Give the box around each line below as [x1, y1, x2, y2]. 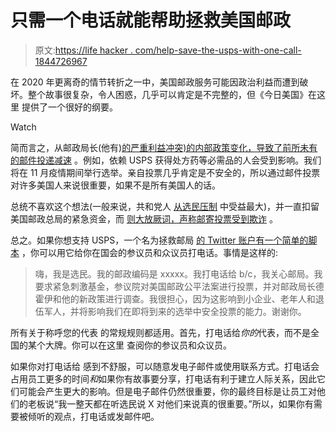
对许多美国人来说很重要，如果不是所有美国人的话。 [10, 179, 221, 191]
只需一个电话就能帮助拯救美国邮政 [10, 9, 292, 32]
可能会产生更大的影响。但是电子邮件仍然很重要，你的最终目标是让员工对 [18, 385, 317, 397]
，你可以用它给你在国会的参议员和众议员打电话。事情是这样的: [21, 246, 278, 258]
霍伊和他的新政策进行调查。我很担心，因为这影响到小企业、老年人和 [34, 292, 316, 305]
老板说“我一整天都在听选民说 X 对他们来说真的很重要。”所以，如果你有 [27, 397, 314, 410]
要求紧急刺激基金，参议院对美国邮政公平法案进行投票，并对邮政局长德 [34, 280, 325, 292]
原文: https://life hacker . [34, 44, 133, 56]
